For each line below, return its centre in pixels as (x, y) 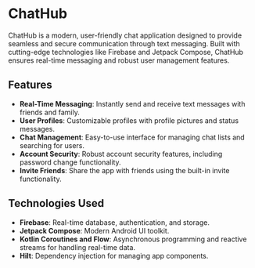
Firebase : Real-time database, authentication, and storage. (114, 222)
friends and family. (49, 112)
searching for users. (52, 145)
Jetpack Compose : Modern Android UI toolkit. (94, 230)
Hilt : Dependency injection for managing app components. (114, 255)
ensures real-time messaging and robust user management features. (119, 60)
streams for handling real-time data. (77, 247)
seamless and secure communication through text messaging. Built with (124, 43)
